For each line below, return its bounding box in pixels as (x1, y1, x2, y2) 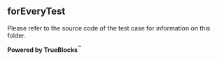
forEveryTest (7, 6, 66, 17)
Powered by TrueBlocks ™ (7, 44, 82, 54)
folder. (7, 31, 26, 40)
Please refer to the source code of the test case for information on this (7, 24, 211, 32)
